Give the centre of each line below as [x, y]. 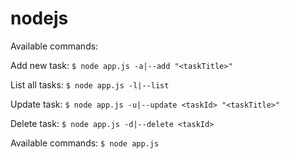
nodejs [39, 18]
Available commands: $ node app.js [85, 143]
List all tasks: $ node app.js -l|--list [90, 84]
